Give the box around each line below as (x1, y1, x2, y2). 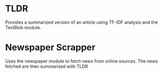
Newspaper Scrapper (5, 42, 96, 53)
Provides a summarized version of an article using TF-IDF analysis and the (5, 19, 158, 25)
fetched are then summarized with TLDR (5, 63, 88, 69)
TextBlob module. (5, 24, 41, 30)
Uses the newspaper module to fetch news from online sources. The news (5, 58, 158, 64)
